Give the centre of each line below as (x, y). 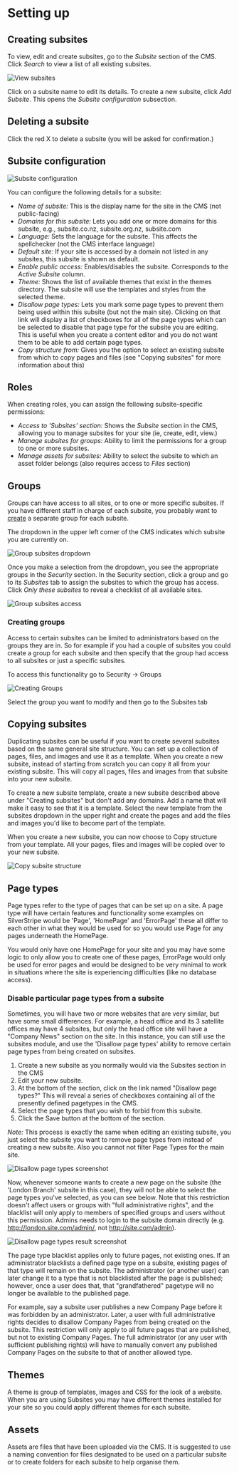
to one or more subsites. (53, 448)
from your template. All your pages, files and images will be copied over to (116, 845)
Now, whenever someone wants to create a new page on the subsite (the (115, 1182)
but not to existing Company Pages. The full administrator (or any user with (117, 1338)
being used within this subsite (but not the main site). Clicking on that (119, 312)
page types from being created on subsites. (71, 1051)
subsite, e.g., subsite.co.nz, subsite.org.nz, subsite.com (99, 229)
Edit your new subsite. (50, 1081)
